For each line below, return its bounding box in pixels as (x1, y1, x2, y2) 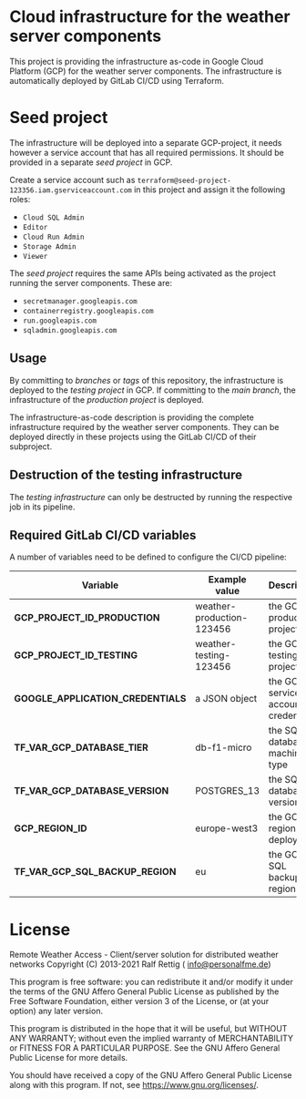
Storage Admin (22, 241, 76, 252)
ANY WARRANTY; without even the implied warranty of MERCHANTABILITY (9, 1032, 294, 1044)
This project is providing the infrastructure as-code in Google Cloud (9, 56, 264, 67)
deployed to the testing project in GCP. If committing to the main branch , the (9, 385, 296, 395)
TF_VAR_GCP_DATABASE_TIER (14, 741, 148, 754)
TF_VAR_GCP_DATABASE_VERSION (14, 785, 169, 797)
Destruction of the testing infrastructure (9, 467, 243, 483)
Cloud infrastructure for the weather (9, 6, 291, 27)
